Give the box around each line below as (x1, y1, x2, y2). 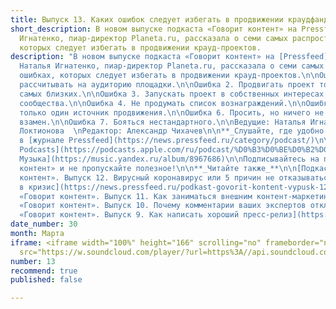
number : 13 (10, 256, 56, 266)
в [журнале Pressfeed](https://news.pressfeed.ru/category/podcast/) (19, 136, 315, 146)
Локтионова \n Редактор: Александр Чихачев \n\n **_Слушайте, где (19, 126, 293, 136)
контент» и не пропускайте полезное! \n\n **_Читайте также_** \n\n (19, 163, 298, 173)
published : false (10, 275, 83, 285)
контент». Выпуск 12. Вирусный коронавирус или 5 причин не (19, 172, 275, 183)
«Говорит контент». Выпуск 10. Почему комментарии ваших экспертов (19, 201, 307, 211)
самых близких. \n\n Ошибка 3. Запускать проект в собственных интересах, (19, 89, 329, 99)
